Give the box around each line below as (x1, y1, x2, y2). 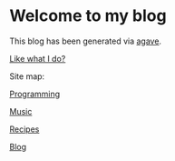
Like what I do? (9, 53, 66, 64)
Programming (9, 88, 61, 99)
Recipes (9, 124, 40, 135)
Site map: (9, 70, 45, 82)
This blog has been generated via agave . (9, 35, 161, 46)
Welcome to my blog (9, 5, 167, 26)
